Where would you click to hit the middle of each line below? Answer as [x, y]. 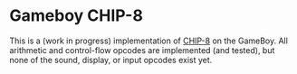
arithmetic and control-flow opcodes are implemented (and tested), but [142, 50]
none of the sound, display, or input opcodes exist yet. [111, 60]
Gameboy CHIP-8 [76, 16]
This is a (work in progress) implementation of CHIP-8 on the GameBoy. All [148, 41]
